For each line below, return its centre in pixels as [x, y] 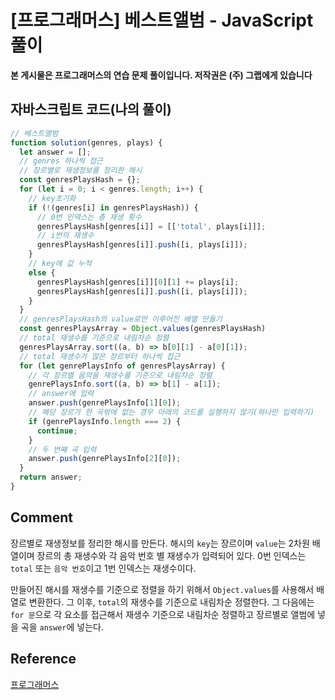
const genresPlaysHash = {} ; [80, 180]
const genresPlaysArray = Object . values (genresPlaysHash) [143, 329]
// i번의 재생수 [65, 236]
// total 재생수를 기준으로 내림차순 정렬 [94, 338]
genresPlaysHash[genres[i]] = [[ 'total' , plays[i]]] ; [151, 226]
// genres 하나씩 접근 [61, 161]
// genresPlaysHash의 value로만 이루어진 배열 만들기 [121, 319]
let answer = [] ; [55, 152]
